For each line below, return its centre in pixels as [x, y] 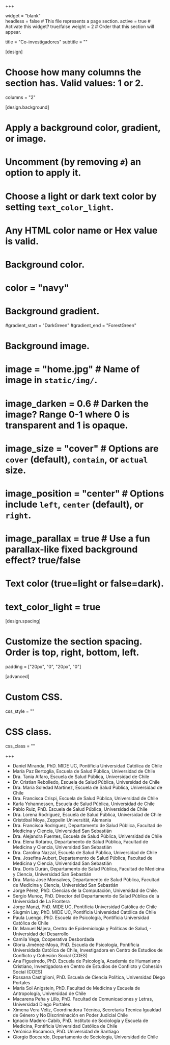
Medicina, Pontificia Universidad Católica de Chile [65, 1026]
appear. [13, 32]
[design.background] [27, 107]
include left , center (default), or [75, 504]
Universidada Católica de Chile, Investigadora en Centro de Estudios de [88, 950]
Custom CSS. [34, 697]
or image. [26, 139]
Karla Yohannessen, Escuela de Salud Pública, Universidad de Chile [84, 804]
